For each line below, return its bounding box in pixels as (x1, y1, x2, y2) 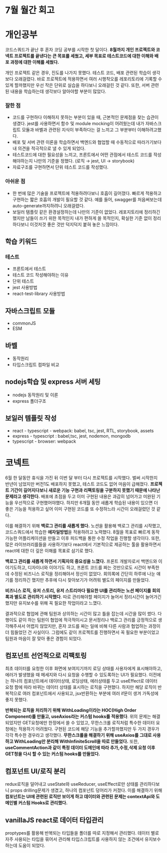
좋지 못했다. (5, 696, 28, 703)
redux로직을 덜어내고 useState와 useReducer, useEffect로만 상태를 (5, 781, 139, 787)
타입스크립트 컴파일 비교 (12, 362, 60, 368)
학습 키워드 (5, 237, 37, 246)
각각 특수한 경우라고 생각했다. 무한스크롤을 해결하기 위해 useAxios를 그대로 (5, 732, 152, 738)
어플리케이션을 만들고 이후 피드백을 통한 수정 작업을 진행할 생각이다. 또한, (18, 535, 161, 541)
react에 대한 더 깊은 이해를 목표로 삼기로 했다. (5, 547, 94, 553)
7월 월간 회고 (5, 4, 55, 16)
